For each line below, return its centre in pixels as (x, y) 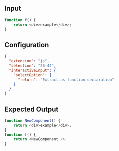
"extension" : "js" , (29, 61)
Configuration (27, 45)
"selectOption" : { (33, 75)
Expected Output (32, 109)
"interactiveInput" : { (33, 70)
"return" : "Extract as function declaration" (66, 80)
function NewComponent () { (33, 121)
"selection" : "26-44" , (33, 66)
